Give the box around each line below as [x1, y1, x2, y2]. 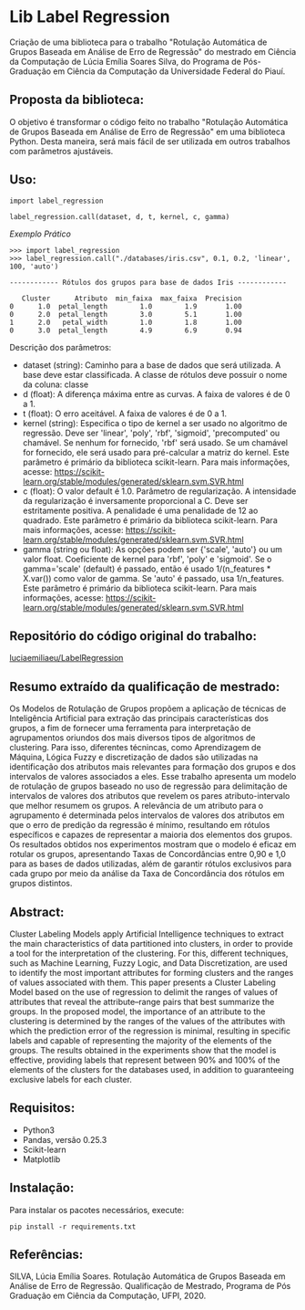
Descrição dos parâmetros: [9, 341, 112, 352]
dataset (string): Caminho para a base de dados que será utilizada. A [22, 359, 281, 371]
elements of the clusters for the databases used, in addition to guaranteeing [9, 1064, 294, 1074]
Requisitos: [9, 1100, 76, 1116]
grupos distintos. [9, 878, 73, 889]
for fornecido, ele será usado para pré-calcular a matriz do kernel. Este [22, 446, 290, 457]
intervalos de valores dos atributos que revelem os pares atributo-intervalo [9, 791, 290, 802]
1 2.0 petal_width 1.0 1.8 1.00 [9, 318, 243, 327]
